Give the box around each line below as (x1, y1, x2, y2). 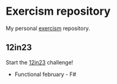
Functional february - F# (14, 71, 77, 78)
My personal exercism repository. (6, 25, 90, 32)
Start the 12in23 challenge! (6, 58, 74, 66)
